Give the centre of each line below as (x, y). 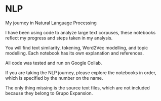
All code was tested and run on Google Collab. (54, 63)
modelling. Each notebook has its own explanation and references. (75, 53)
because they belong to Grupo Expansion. (49, 93)
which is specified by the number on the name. (54, 78)
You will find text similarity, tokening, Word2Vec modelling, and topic (77, 47)
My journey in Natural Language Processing (51, 23)
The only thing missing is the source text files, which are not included (78, 88)
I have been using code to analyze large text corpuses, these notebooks (80, 32)
